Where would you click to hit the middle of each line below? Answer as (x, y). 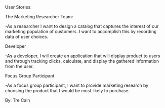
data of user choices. (27, 37)
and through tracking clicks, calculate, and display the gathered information (82, 61)
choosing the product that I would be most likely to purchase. (67, 90)
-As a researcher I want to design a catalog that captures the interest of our (82, 26)
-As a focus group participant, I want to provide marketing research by (77, 85)
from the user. (20, 66)
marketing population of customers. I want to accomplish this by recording (81, 31)
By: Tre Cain (18, 100)
